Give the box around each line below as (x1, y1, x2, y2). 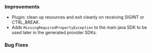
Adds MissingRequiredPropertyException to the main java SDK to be (11, 25, 148, 30)
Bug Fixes (4, 42, 29, 49)
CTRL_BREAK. (11, 19, 40, 25)
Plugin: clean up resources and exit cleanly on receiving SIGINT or (11, 14, 144, 20)
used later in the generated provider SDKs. (11, 30, 98, 36)
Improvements (4, 3, 40, 10)
